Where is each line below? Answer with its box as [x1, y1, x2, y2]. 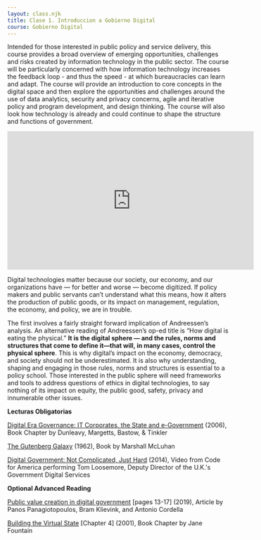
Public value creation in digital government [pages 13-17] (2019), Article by [7, 498, 224, 506]
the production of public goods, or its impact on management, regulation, [7, 298, 219, 307]
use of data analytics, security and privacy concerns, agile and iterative [7, 95, 215, 103]
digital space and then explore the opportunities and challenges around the [7, 87, 225, 96]
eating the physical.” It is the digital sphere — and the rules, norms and [7, 334, 216, 342]
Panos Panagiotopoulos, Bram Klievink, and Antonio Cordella [7, 506, 184, 514]
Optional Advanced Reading [7, 484, 91, 493]
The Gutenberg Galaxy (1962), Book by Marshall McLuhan [7, 442, 176, 451]
